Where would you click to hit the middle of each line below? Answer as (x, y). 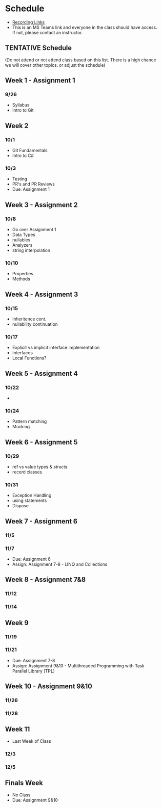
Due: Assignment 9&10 (35, 800)
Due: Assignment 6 (31, 559)
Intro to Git (23, 110)
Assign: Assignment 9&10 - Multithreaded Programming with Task (78, 666)
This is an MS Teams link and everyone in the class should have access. (84, 27)
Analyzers (22, 245)
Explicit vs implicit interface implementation (56, 348)
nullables (21, 240)
